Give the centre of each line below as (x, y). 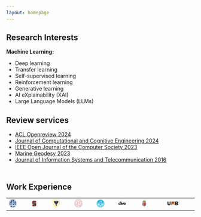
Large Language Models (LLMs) (54, 101)
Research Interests (42, 38)
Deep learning (32, 63)
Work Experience (39, 187)
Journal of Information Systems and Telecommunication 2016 (91, 160)
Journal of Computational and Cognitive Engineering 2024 (87, 141)
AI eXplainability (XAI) (42, 95)
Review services (38, 120)
